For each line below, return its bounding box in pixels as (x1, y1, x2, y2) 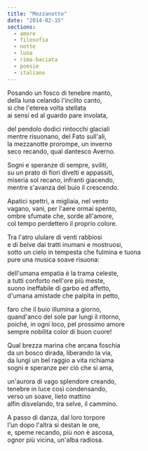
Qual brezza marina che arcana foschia (7, 341, 121, 349)
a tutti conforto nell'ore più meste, (7, 276, 105, 285)
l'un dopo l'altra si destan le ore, (7, 420, 100, 429)
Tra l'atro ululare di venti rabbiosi (7, 233, 102, 241)
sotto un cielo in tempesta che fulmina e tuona (7, 248, 142, 256)
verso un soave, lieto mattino (7, 392, 91, 400)
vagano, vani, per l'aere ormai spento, (7, 204, 117, 212)
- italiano (13, 69, 46, 76)
